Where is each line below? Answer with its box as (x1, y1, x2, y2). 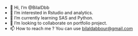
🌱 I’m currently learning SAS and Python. (9, 15, 93, 20)
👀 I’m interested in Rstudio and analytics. (9, 10, 93, 16)
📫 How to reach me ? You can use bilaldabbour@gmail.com (9, 26, 133, 31)
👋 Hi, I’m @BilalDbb (9, 5, 50, 10)
